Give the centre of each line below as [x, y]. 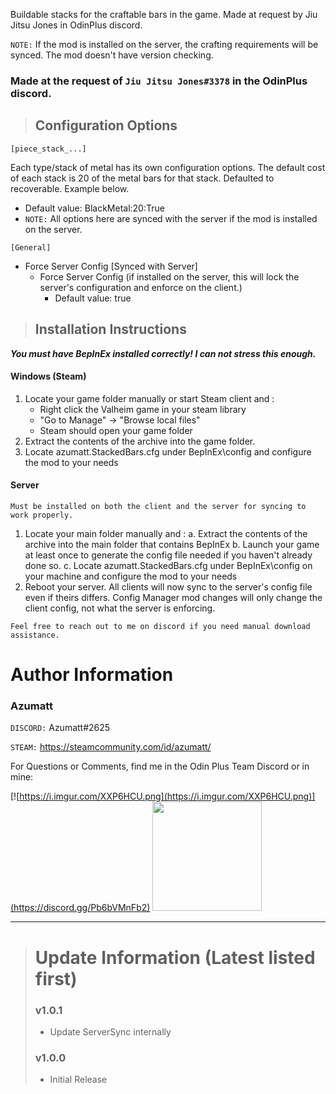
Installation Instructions [110, 329]
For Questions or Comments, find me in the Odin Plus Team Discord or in [160, 766]
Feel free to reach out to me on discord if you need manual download [160, 626]
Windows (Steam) [48, 376]
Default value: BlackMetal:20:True [94, 208]
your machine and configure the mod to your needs [131, 576]
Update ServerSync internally [110, 1031]
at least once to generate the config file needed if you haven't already [168, 555]
